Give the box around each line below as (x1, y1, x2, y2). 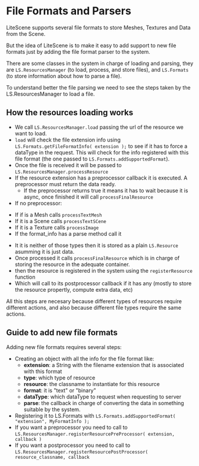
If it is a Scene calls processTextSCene (14, 217, 107, 224)
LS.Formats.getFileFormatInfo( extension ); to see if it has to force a (14, 142, 188, 150)
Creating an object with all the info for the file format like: (14, 355, 154, 362)
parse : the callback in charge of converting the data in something (23, 399, 184, 406)
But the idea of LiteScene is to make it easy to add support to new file (6, 42, 176, 49)
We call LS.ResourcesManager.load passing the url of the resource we (14, 124, 184, 131)
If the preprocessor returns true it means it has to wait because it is (23, 187, 188, 194)
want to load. (14, 129, 48, 137)
